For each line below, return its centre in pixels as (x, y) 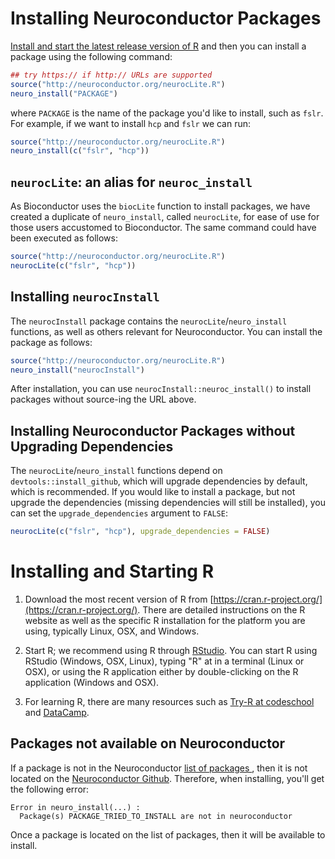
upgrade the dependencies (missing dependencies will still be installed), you (168, 503)
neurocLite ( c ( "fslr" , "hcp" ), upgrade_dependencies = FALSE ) (140, 532)
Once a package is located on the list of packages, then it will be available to (168, 834)
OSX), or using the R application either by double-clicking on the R (161, 672)
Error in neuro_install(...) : (75, 807)
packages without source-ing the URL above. (103, 399)
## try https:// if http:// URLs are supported (111, 75)
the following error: (50, 789)
